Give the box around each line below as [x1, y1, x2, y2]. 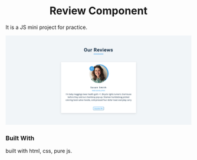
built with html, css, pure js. [5, 148, 73, 155]
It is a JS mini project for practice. [5, 24, 88, 31]
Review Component [49, 4, 148, 18]
